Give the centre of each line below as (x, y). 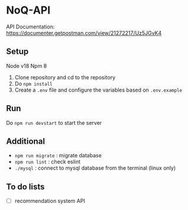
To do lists (25, 187)
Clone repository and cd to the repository (65, 77)
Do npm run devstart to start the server (54, 122)
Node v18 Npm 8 (27, 66)
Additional (26, 141)
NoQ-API (28, 10)
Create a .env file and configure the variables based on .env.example (98, 90)
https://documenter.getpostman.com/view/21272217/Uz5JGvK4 (84, 33)
